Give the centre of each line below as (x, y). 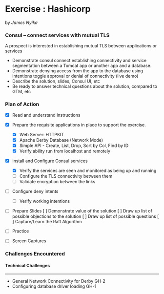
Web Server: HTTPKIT (42, 134)
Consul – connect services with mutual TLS (57, 35)
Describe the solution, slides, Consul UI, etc (56, 81)
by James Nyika (21, 22)
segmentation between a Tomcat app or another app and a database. (82, 66)
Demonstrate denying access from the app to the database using (77, 71)
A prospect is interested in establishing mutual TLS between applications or (81, 46)
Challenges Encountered (35, 254)
